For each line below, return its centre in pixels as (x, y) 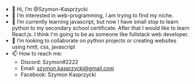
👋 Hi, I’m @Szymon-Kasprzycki (50, 9)
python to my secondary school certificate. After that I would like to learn (100, 28)
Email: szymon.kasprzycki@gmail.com (67, 68)
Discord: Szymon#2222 (49, 62)
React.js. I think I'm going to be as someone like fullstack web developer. (100, 34)
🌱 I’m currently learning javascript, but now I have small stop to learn (95, 22)
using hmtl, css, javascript (43, 47)
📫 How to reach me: (37, 54)
